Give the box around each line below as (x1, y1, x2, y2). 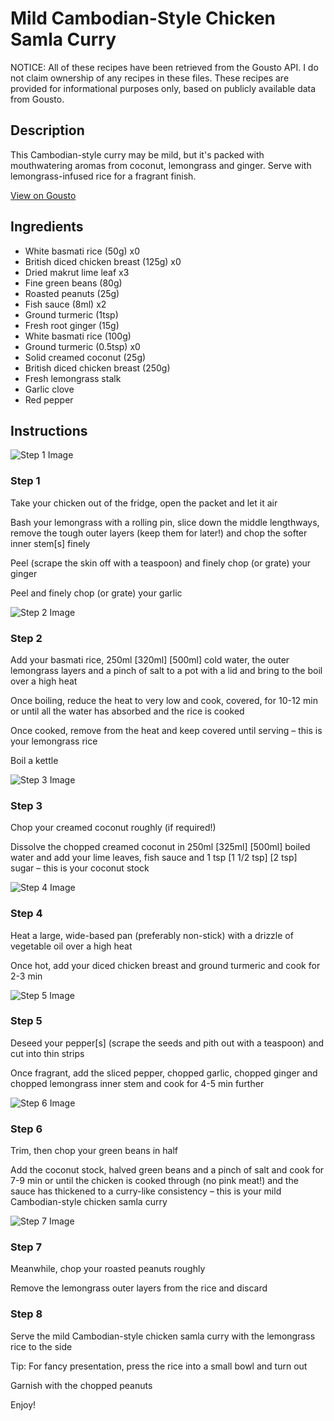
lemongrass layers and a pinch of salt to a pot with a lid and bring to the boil (10, 664, 323, 676)
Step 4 (10, 907, 43, 921)
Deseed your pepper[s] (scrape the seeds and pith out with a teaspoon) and (10, 1037, 325, 1049)
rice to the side (10, 1340, 73, 1352)
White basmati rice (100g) (24, 330, 132, 342)
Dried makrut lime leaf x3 (24, 266, 130, 278)
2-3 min (10, 970, 43, 982)
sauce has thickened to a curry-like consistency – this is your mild (10, 1185, 282, 1197)
